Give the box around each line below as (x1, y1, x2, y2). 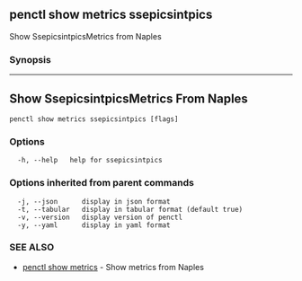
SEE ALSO (9, 241, 55, 254)
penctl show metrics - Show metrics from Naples (22, 261, 205, 272)
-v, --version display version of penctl (17, 213, 182, 222)
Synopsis (9, 53, 51, 66)
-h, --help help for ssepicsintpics (17, 156, 164, 165)
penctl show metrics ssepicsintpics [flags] (9, 114, 179, 124)
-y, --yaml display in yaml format (17, 220, 171, 230)
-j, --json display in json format (17, 197, 171, 206)
